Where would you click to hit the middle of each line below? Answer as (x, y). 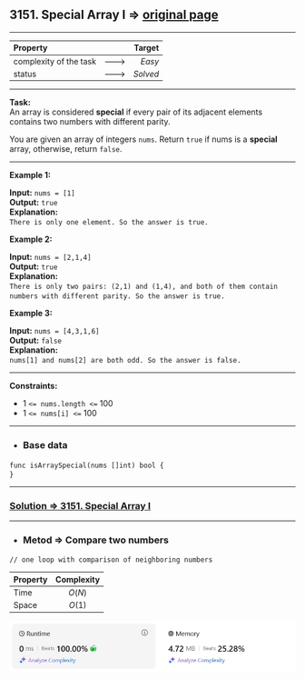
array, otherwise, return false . (66, 149)
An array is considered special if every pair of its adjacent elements (136, 112)
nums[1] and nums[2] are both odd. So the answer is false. (126, 361)
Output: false (35, 341)
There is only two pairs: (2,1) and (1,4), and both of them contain (144, 287)
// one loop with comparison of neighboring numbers (111, 560)
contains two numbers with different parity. (90, 122)
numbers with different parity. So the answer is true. (117, 296)
